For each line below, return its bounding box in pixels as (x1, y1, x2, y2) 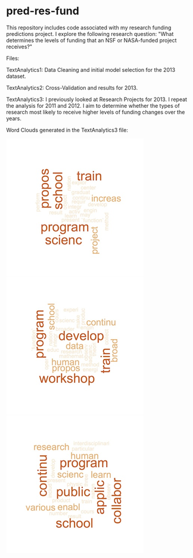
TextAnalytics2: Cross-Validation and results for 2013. (6, 84, 138, 91)
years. (6, 115, 22, 122)
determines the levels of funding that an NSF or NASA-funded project (6, 36, 177, 44)
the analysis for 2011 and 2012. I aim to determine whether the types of (6, 102, 180, 109)
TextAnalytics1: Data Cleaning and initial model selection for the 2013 (6, 66, 176, 73)
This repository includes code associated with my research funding (6, 24, 172, 31)
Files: (6, 54, 20, 62)
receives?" (6, 43, 33, 50)
